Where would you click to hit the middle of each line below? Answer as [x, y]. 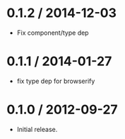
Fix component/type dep [53, 33]
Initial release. [37, 129]
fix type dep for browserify [56, 81]
